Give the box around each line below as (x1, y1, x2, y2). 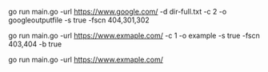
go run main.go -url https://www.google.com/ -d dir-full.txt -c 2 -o (8, 7, 227, 16)
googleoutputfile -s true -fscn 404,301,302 (8, 15, 150, 25)
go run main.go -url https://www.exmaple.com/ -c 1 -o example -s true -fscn (8, 31, 260, 40)
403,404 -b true (8, 39, 62, 49)
